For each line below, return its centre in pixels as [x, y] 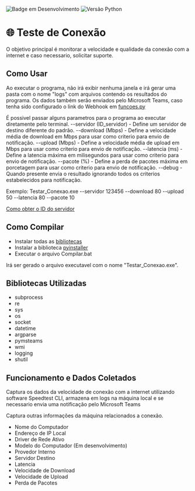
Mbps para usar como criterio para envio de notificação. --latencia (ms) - [94, 148]
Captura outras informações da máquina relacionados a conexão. [85, 416]
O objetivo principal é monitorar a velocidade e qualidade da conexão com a [98, 49]
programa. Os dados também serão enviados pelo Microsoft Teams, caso [94, 100]
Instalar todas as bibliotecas [48, 241]
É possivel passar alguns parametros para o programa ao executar [86, 117]
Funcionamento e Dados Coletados [71, 378]
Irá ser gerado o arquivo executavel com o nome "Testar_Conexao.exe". [92, 265]
